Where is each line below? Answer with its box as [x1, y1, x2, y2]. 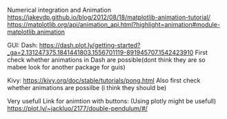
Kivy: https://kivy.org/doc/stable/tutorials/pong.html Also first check [7, 76, 201, 85]
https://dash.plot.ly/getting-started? [39, 41, 141, 49]
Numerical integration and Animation [7, 6, 112, 14]
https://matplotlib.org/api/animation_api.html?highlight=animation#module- [7, 21, 221, 28]
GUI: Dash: [7, 41, 38, 49]
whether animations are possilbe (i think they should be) [7, 84, 167, 91]
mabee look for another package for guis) [7, 63, 126, 71]
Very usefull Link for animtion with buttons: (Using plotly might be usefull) [7, 97, 217, 105]
